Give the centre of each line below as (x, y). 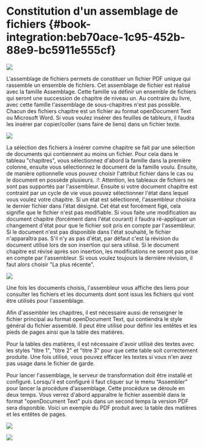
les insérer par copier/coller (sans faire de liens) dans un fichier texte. (93, 124)
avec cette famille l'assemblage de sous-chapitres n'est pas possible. (94, 105)
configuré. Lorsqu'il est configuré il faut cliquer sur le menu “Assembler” (97, 382)
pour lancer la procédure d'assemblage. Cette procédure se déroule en (96, 388)
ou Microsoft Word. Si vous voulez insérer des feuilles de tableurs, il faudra (100, 117)
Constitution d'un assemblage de (92, 11)
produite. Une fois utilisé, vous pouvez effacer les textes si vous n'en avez (100, 356)
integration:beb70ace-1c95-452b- (96, 37)
